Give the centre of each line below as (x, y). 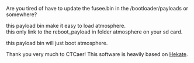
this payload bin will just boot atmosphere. (57, 43)
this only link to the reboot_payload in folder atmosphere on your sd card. (94, 32)
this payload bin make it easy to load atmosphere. (66, 26)
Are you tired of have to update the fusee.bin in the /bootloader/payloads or (97, 8)
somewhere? (22, 14)
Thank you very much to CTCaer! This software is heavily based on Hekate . (97, 54)
